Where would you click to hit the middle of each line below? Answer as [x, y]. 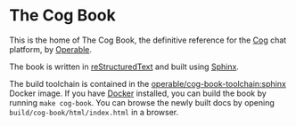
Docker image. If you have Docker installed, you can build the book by [138, 93]
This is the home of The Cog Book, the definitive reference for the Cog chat [148, 40]
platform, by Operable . [50, 49]
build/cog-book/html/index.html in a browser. [94, 112]
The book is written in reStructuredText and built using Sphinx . [124, 67]
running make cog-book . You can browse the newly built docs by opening [142, 102]
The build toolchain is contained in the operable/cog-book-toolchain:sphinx [148, 83]
